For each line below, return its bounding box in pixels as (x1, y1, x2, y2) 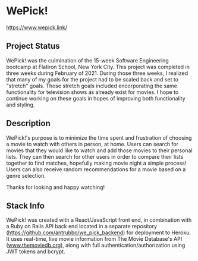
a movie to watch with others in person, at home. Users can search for (6, 140, 179, 147)
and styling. (6, 101, 35, 108)
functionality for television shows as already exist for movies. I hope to (6, 88, 179, 96)
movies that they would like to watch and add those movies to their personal (6, 147, 193, 154)
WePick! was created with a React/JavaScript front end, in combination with (6, 216, 192, 224)
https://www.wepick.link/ (6, 24, 67, 31)
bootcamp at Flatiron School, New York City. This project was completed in (6, 63, 190, 70)
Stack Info (6, 200, 45, 210)
